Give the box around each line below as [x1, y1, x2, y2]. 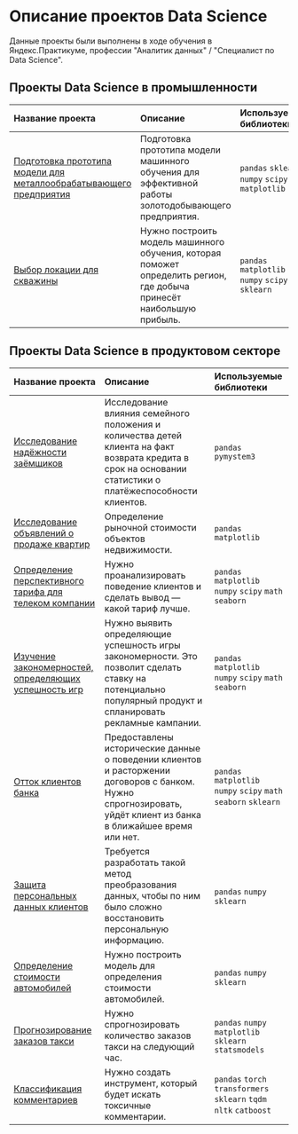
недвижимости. [104, 543, 173, 555]
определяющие [104, 627, 172, 640]
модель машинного [140, 235, 225, 248]
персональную [104, 923, 169, 935]
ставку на [104, 672, 146, 684]
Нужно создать [104, 1066, 171, 1078]
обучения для [140, 166, 200, 178]
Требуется [104, 845, 151, 857]
